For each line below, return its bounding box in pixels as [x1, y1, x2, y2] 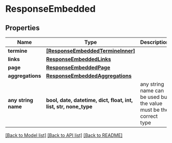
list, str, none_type [46, 103, 93, 110]
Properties [5, 24, 40, 32]
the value [140, 100, 163, 107]
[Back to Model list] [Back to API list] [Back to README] [5, 132, 123, 138]
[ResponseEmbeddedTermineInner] [46, 47, 136, 54]
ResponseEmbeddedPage [46, 64, 111, 71]
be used [140, 93, 160, 100]
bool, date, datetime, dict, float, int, [46, 97, 133, 104]
